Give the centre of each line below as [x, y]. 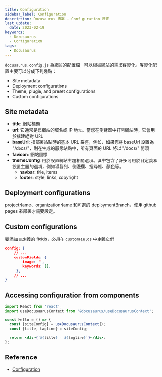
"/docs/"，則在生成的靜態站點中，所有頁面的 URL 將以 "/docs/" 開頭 [81, 148]
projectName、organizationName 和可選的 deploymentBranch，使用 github [81, 205]
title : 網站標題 [26, 124]
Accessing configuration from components [72, 295]
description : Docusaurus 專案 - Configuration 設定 [57, 19]
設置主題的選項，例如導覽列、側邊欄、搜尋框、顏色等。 [68, 167]
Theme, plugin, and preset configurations [54, 91]
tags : [10, 46]
